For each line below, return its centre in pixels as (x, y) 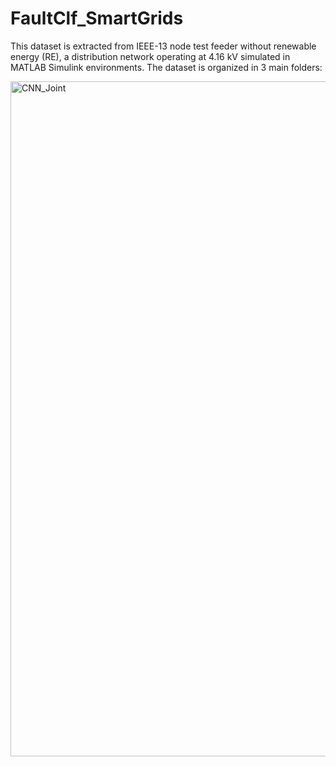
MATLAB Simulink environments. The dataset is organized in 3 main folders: (166, 67)
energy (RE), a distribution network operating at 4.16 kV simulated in (150, 56)
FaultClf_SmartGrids (97, 18)
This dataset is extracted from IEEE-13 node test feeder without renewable (163, 46)
